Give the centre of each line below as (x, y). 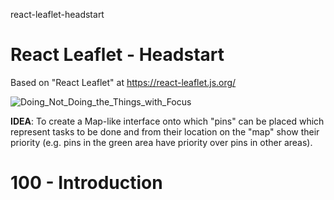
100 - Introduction (86, 183)
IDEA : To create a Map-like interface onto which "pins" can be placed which (167, 121)
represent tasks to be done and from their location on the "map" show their (165, 131)
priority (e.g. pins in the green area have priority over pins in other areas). (161, 142)
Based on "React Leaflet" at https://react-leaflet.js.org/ (123, 82)
